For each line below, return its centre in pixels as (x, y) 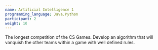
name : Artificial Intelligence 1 (39, 10)
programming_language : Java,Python (42, 14)
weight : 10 (16, 23)
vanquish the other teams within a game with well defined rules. (70, 43)
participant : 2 (21, 19)
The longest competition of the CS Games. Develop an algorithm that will (79, 37)
